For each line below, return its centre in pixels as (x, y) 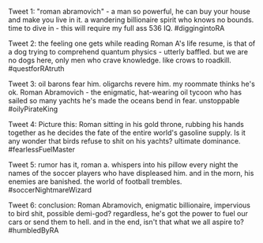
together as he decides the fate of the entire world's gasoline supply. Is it (127, 133)
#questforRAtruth (36, 69)
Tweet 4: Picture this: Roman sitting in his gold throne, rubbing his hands (126, 124)
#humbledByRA (34, 230)
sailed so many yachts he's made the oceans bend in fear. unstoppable (124, 101)
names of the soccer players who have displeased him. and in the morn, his (131, 173)
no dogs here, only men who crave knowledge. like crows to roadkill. (120, 60)
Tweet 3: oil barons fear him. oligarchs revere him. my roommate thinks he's (131, 84)
